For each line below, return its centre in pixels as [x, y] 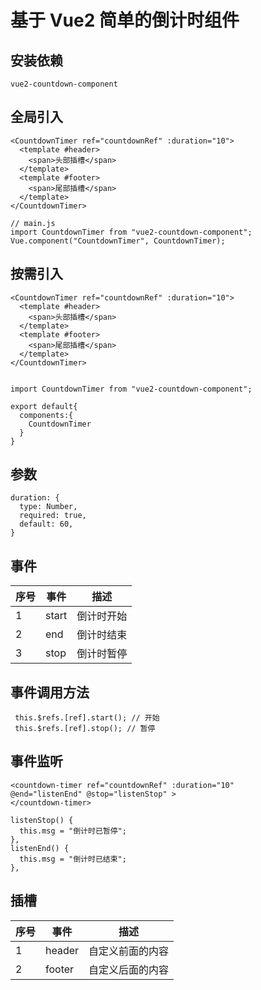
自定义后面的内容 [129, 969]
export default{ [44, 406]
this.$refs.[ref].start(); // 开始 [87, 718]
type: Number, [48, 507]
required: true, [53, 516]
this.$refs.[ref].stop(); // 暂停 [85, 729]
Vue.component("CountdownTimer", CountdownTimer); [118, 241]
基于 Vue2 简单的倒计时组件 [125, 20]
